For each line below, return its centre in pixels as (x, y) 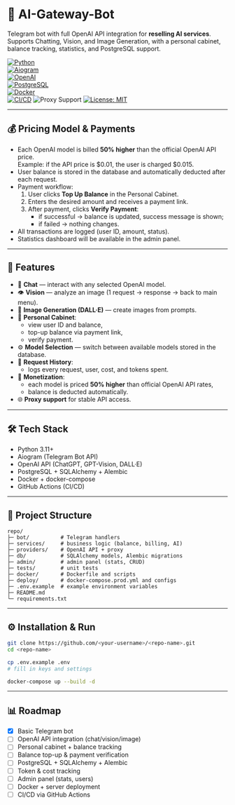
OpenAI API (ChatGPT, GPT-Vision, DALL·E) (80, 464)
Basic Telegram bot (45, 731)
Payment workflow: (45, 187)
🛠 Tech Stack (38, 429)
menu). (28, 302)
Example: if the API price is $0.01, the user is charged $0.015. (106, 164)
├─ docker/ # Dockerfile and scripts (72, 574)
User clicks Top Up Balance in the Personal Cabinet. (103, 194)
